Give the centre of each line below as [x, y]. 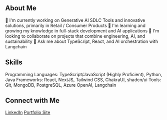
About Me [21, 8]
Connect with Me [32, 101]
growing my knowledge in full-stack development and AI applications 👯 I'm [82, 31]
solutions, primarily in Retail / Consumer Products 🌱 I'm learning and [75, 25]
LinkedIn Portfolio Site [28, 113]
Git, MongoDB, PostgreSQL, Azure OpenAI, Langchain [61, 85]
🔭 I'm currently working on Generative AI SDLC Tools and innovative [75, 20]
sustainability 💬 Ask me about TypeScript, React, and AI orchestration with [82, 41]
